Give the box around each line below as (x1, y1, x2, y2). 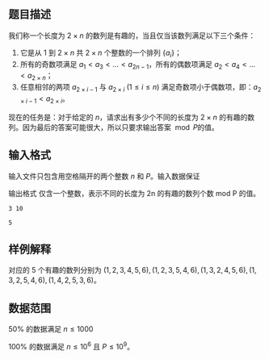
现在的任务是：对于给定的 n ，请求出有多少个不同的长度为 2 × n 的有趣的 (8, 112, 248, 122)
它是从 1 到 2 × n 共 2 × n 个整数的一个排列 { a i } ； (19, 48, 182, 59)
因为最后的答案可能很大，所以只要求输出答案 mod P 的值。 (22, 122, 220, 131)
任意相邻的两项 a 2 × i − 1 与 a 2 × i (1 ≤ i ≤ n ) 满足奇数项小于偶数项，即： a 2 (19, 82, 262, 94)
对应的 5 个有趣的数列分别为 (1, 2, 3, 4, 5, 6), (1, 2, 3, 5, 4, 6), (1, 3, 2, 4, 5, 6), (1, (8, 265, 257, 275)
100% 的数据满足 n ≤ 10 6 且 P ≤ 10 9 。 (8, 340, 135, 351)
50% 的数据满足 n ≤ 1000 (8, 324, 94, 334)
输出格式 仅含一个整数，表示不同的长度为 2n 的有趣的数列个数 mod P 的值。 (8, 188, 261, 198)
